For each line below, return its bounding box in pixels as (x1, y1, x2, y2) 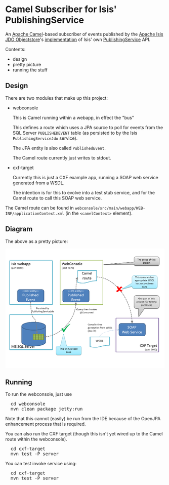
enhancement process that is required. (5, 421, 86, 427)
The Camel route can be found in (5, 205, 74, 211)
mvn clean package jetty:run (10, 406, 83, 412)
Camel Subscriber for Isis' (5, 4, 117, 15)
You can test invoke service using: (5, 461, 77, 467)
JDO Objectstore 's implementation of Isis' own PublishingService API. (5, 36, 151, 43)
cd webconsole (10, 401, 46, 407)
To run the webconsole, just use (5, 391, 72, 397)
